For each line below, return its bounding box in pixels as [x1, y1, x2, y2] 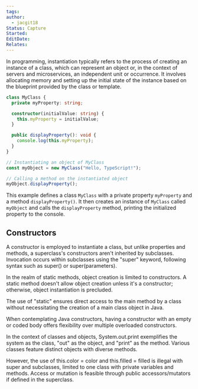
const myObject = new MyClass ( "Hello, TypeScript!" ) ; [6, 165, 142, 171]
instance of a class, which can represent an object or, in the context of [6, 64, 178, 71]
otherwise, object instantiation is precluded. [6, 286, 113, 293]
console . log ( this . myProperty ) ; [17, 138, 94, 144]
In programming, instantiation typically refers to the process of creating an [6, 57, 187, 65]
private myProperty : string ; [11, 100, 83, 106]
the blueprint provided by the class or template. [6, 83, 122, 90]
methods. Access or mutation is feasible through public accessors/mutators [6, 370, 191, 377]
